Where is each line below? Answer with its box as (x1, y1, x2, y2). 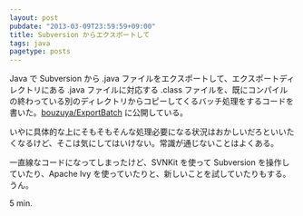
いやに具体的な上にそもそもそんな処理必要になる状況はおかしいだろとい (9, 126, 279, 137)
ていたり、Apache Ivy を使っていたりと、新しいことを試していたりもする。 (9, 169, 291, 180)
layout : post (9, 13, 59, 23)
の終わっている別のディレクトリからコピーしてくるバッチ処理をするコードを (9, 96, 295, 107)
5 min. (9, 198, 34, 209)
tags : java (9, 38, 51, 48)
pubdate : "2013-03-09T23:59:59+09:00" (9, 22, 156, 31)
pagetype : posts (9, 47, 71, 56)
